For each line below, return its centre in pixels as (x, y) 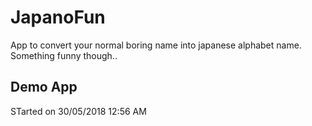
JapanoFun (58, 17)
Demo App (44, 87)
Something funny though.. (64, 55)
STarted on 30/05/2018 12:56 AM (78, 111)
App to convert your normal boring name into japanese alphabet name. (156, 45)
